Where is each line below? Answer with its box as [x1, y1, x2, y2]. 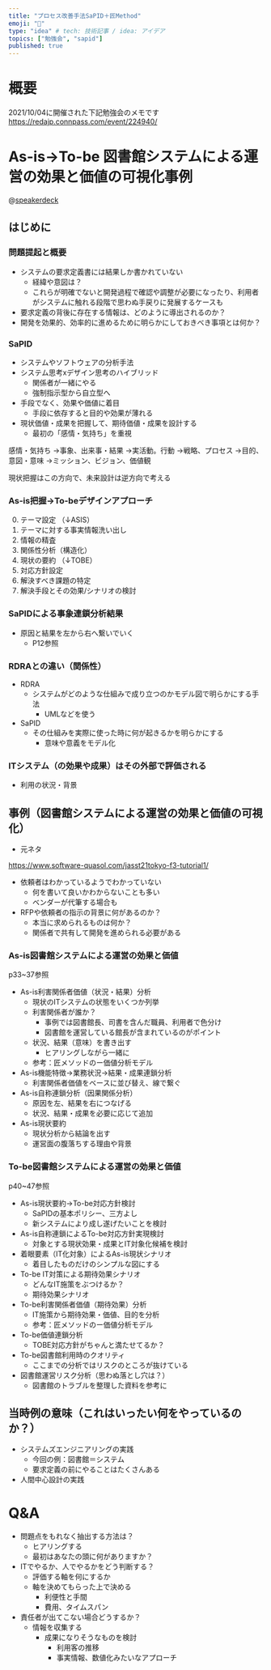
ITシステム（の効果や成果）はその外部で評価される [8, 760, 207, 771]
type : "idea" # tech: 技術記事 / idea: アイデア [8, 27, 166, 35]
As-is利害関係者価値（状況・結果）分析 [19, 987, 152, 996]
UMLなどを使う [44, 709, 96, 719]
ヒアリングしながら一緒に [44, 1047, 130, 1057]
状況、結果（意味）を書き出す [32, 1038, 132, 1047]
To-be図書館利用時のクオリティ [19, 1349, 125, 1360]
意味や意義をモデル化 [44, 737, 116, 747]
